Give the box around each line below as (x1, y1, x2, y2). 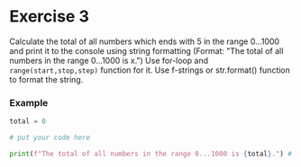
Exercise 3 (9, 6, 90, 27)
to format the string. (9, 74, 84, 84)
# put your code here (9, 133, 91, 143)
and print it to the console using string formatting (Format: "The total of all (9, 45, 284, 56)
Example (9, 96, 49, 109)
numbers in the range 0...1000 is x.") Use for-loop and (9, 55, 209, 66)
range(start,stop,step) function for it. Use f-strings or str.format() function (9, 65, 291, 75)
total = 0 (9, 117, 47, 127)
